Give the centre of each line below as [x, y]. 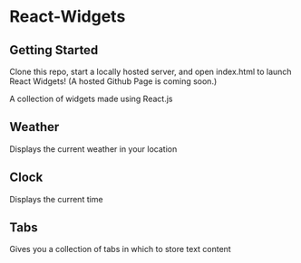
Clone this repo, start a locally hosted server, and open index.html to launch [150, 71]
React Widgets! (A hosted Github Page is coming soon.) [113, 81]
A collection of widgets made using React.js [91, 99]
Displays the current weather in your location [93, 149]
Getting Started [54, 50]
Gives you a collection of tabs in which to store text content [120, 249]
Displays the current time [56, 199]
